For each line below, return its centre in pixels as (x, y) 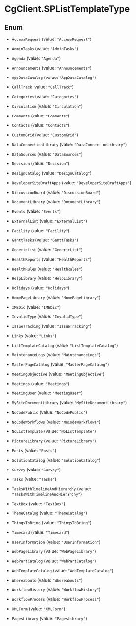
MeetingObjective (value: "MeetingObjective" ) (58, 374)
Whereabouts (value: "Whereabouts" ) (47, 580)
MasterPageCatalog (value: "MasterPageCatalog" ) (60, 364)
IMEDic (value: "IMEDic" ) (36, 307)
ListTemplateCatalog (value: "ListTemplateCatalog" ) (65, 345)
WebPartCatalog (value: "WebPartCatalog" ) (54, 561)
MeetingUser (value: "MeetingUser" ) (47, 393)
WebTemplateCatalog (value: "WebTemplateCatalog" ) (63, 570)
